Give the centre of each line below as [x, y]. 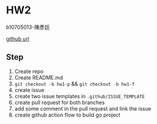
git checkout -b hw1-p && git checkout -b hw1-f [74, 84]
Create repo [29, 71]
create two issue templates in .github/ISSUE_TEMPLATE [80, 96]
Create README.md [39, 77]
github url [18, 39]
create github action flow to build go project [67, 115]
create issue [30, 90]
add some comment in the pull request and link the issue [83, 108]
